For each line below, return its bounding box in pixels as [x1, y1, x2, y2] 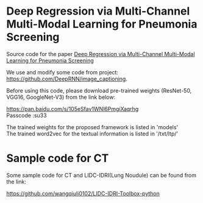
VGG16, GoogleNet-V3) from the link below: [6, 93, 116, 101]
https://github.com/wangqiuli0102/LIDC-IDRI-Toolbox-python [6, 190, 160, 197]
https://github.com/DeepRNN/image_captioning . [6, 75, 128, 82]
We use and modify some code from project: [6, 68, 119, 76]
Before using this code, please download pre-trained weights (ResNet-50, [6, 87, 192, 94]
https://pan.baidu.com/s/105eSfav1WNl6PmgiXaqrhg [6, 105, 139, 112]
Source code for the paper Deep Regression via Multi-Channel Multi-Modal [6, 50, 195, 57]
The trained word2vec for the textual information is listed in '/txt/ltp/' [6, 130, 179, 137]
